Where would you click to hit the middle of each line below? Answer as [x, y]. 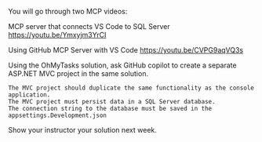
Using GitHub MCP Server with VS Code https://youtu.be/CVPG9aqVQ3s [126, 50]
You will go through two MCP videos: [68, 11]
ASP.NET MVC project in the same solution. [78, 73]
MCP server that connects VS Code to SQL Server [89, 26]
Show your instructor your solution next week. [82, 130]
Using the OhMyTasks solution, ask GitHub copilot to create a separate [122, 65]
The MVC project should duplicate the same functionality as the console [131, 88]
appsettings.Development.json [58, 115]
